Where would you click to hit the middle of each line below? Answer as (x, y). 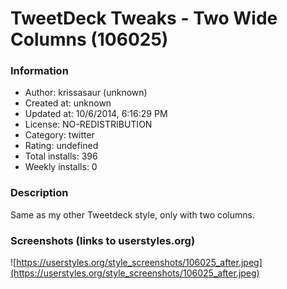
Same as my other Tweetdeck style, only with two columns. (132, 214)
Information (39, 71)
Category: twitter (59, 135)
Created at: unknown (68, 103)
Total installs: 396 (61, 156)
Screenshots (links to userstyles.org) (103, 240)
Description (39, 193)
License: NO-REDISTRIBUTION (88, 124)
